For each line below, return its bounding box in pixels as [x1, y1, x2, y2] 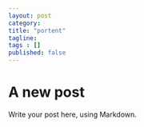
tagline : [8, 34, 38, 42]
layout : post [8, 11, 52, 20]
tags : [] [8, 42, 42, 50]
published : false [8, 49, 66, 57]
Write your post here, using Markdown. [8, 109, 138, 119]
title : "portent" [8, 26, 66, 34]
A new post [8, 83, 86, 101]
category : [8, 19, 42, 27]
